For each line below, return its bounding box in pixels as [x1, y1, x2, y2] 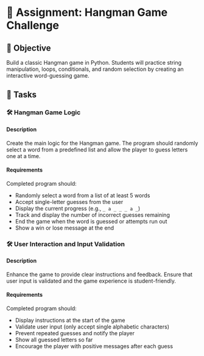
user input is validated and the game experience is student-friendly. [6, 277, 177, 285]
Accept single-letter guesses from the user [15, 198, 124, 205]
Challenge [6, 18, 60, 32]
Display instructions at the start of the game [15, 317, 125, 324]
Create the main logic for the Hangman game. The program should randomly [6, 139, 199, 147]
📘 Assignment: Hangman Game [6, 5, 168, 20]
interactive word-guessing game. [6, 72, 90, 79]
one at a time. [6, 152, 41, 159]
